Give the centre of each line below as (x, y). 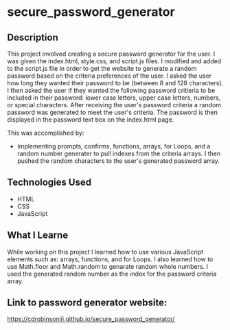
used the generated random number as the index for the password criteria (112, 274)
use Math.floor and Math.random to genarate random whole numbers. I (107, 266)
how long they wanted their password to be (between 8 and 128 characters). (115, 83)
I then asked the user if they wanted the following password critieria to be (111, 90)
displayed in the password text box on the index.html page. (91, 120)
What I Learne (38, 235)
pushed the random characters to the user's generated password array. (118, 161)
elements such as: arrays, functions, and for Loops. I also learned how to (110, 259)
